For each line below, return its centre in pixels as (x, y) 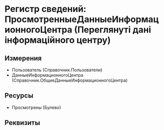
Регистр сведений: (45, 9)
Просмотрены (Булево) (36, 107)
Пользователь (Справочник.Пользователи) (57, 70)
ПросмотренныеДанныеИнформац (82, 19)
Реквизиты (22, 123)
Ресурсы (19, 96)
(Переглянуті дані (112, 30)
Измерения (23, 58)
